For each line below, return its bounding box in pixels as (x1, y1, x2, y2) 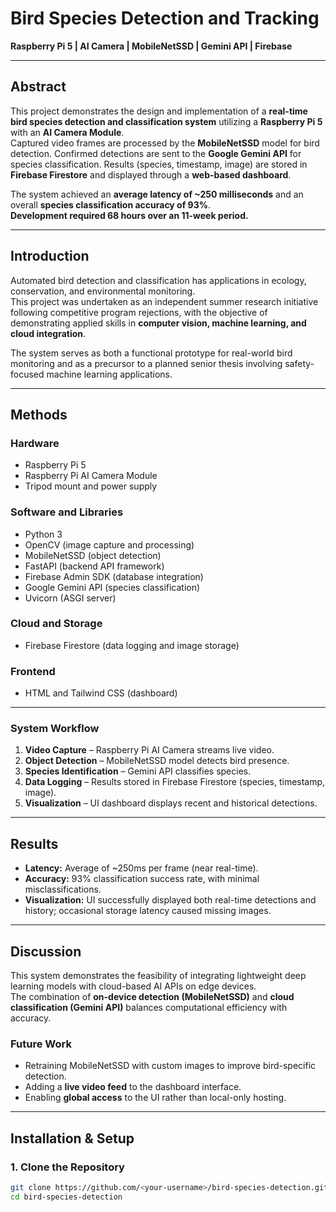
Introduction (10, 248, 90, 265)
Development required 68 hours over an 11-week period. (10, 209, 249, 221)
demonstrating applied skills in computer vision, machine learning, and (10, 317, 307, 329)
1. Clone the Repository (10, 1160, 125, 1174)
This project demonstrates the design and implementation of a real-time (10, 105, 308, 117)
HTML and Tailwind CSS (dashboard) (24, 687, 178, 699)
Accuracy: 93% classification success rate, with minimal (24, 873, 260, 885)
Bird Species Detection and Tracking (10, 7, 320, 30)
